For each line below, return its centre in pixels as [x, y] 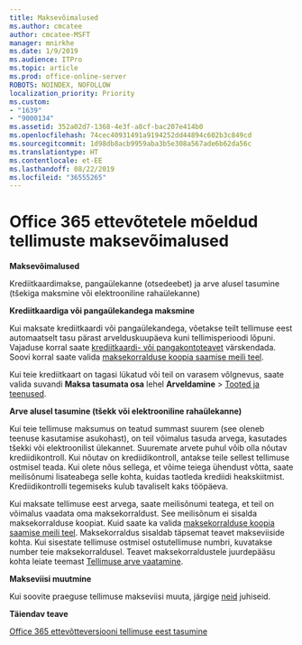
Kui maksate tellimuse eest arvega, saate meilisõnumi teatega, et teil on [142, 504]
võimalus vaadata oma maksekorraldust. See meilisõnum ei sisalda [133, 514]
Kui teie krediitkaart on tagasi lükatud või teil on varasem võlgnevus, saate [146, 375]
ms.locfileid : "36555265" [58, 177]
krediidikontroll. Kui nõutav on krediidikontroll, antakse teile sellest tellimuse [150, 458]
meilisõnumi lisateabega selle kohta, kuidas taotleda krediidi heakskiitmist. [147, 477]
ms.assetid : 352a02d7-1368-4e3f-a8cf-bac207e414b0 [106, 127]
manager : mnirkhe [42, 43]
